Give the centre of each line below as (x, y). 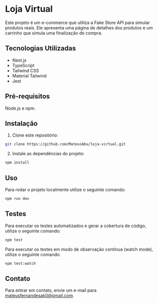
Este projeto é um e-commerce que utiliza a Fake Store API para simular (78, 23)
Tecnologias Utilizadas (41, 48)
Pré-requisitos (28, 96)
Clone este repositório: (35, 135)
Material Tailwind (29, 76)
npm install (17, 163)
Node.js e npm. (20, 108)
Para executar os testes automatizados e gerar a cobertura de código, (76, 226)
